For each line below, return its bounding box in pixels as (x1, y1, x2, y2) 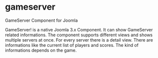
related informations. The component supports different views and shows (5, 32, 153, 38)
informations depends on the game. (5, 47, 77, 53)
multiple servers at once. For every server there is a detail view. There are (5, 37, 153, 43)
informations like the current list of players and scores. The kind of (5, 42, 139, 48)
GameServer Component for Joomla (5, 17, 78, 23)
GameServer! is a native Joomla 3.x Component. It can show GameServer (5, 27, 153, 32)
